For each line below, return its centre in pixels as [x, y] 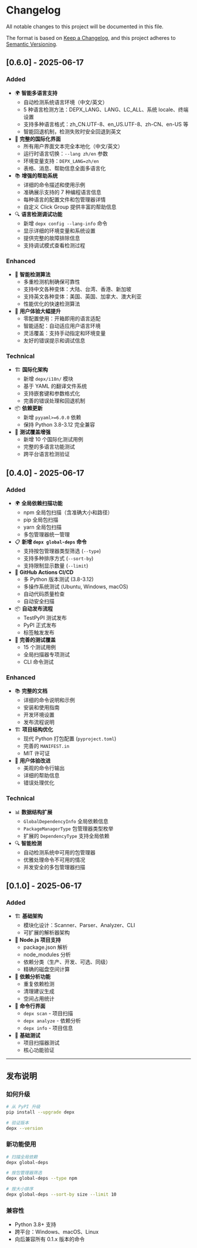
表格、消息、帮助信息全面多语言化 [64, 168]
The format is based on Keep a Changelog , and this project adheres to [91, 38]
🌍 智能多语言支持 [36, 93]
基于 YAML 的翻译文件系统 [55, 386]
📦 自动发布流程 [34, 608]
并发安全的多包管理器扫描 [54, 867]
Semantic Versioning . [32, 44]
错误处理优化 [39, 783]
